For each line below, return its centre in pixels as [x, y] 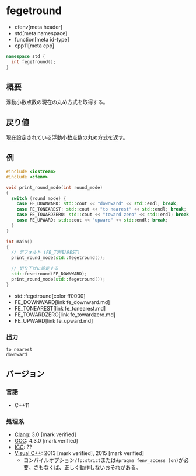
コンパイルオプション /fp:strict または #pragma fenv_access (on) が [103, 460]
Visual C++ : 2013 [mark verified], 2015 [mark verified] [79, 453]
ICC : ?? [23, 447]
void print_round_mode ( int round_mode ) [55, 187]
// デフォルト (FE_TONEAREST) [46, 253]
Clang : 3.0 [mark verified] [45, 434]
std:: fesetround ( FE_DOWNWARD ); [49, 274]
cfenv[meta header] [38, 27]
